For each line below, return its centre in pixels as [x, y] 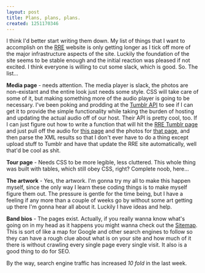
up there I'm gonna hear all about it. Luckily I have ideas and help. [89, 207]
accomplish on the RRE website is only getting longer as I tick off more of [99, 47]
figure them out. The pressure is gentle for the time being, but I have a [95, 194]
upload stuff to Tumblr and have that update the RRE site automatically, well [102, 144]
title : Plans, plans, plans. [43, 18]
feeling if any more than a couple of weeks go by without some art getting [99, 201]
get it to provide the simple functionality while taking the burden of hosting [100, 112]
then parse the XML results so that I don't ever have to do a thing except [97, 137]
